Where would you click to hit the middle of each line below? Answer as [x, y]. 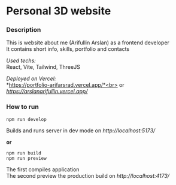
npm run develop [26, 119]
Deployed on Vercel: [31, 78]
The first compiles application [43, 169]
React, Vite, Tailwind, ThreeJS [43, 67]
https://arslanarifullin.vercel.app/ [47, 92]
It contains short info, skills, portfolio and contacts [68, 49]
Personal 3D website [59, 11]
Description [24, 30]
